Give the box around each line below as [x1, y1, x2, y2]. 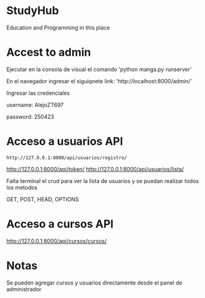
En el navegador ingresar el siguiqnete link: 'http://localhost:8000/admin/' [6, 77, 193, 84]
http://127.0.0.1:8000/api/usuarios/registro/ [6, 154, 127, 161]
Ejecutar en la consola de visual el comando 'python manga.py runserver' [6, 65, 192, 73]
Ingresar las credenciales [6, 89, 70, 97]
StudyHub [6, 4, 59, 18]
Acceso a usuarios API [6, 135, 124, 149]
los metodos [6, 184, 38, 191]
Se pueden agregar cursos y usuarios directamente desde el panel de [6, 279, 182, 286]
